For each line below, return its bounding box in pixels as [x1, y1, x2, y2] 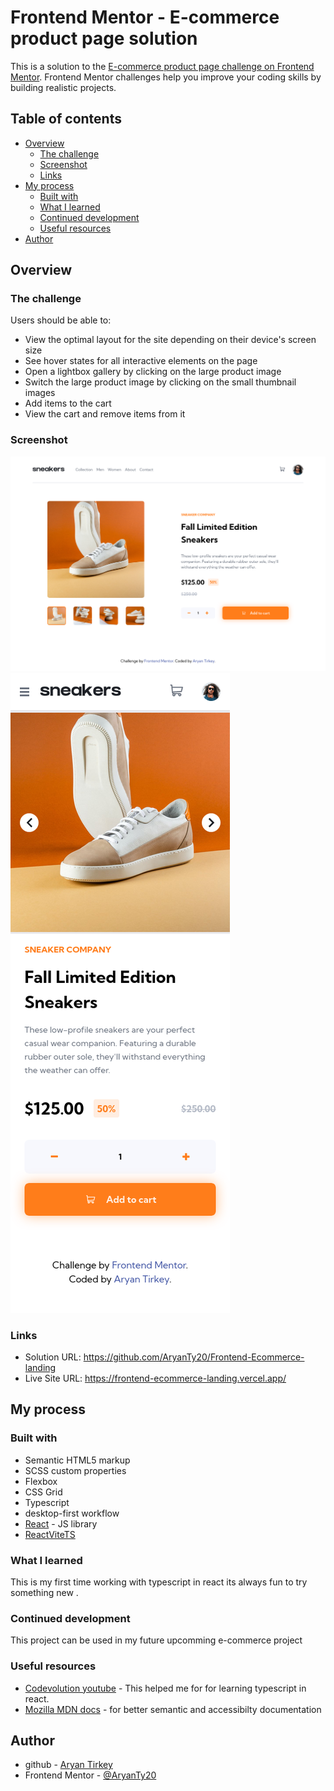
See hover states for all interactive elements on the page [24, 355, 258, 367]
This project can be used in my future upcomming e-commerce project [10, 1634, 303, 1646]
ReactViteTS [24, 1528, 76, 1540]
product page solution [10, 27, 198, 50]
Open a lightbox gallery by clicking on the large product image [24, 366, 282, 378]
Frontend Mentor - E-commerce [10, 6, 280, 29]
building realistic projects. [10, 81, 117, 93]
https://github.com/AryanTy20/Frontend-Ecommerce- [83, 1351, 305, 1363]
